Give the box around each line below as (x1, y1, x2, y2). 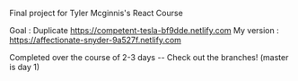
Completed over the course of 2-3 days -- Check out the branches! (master (9, 52, 289, 62)
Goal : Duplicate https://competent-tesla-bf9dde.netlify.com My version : (9, 25, 280, 35)
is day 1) (9, 62, 40, 72)
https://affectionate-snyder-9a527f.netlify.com (9, 35, 182, 45)
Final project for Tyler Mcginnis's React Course (9, 8, 184, 18)
